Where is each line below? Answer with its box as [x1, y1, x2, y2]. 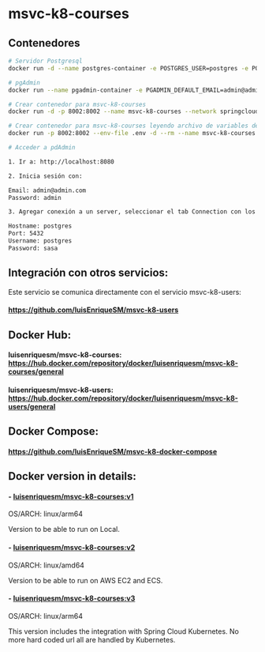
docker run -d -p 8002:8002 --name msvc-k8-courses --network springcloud [8, 107, 259, 115]
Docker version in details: [8, 469, 136, 483]
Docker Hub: [8, 328, 72, 341]
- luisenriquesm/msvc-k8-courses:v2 [8, 542, 136, 552]
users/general [8, 401, 56, 411]
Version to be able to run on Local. [8, 525, 121, 534]
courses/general [8, 367, 65, 376]
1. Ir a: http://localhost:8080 [8, 157, 114, 166]
